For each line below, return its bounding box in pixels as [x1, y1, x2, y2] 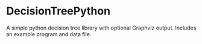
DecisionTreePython [6, 4, 110, 18]
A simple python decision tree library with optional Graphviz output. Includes [6, 24, 197, 31]
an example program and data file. [6, 30, 92, 37]
